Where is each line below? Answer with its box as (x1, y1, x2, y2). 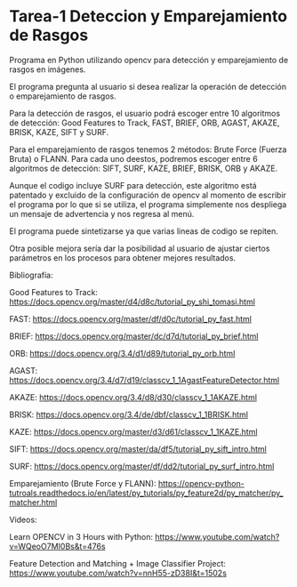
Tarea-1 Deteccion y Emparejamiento (9, 6, 287, 27)
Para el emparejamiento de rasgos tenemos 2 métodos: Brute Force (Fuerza (9, 144, 287, 155)
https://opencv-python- (157, 478, 245, 488)
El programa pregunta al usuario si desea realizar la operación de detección (9, 81, 287, 92)
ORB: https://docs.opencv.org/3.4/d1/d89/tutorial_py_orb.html (9, 348, 236, 358)
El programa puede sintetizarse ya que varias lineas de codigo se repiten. (9, 225, 278, 237)
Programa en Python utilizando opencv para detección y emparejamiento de (9, 54, 289, 65)
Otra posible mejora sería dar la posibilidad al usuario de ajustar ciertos (9, 243, 270, 253)
